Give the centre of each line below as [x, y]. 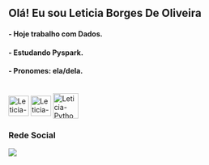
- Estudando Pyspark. [46, 53]
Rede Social [32, 135]
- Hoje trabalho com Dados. [55, 34]
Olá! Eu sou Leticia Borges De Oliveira [105, 13]
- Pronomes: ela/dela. [46, 71]
